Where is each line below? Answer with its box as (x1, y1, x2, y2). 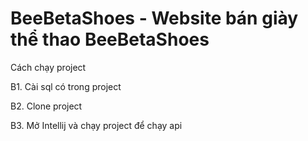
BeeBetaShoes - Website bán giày (10, 7, 299, 30)
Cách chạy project (10, 61, 87, 73)
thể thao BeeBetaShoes (10, 28, 210, 51)
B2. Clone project (10, 100, 83, 112)
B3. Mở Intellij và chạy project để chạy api (10, 119, 183, 131)
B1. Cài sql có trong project (10, 80, 122, 92)
